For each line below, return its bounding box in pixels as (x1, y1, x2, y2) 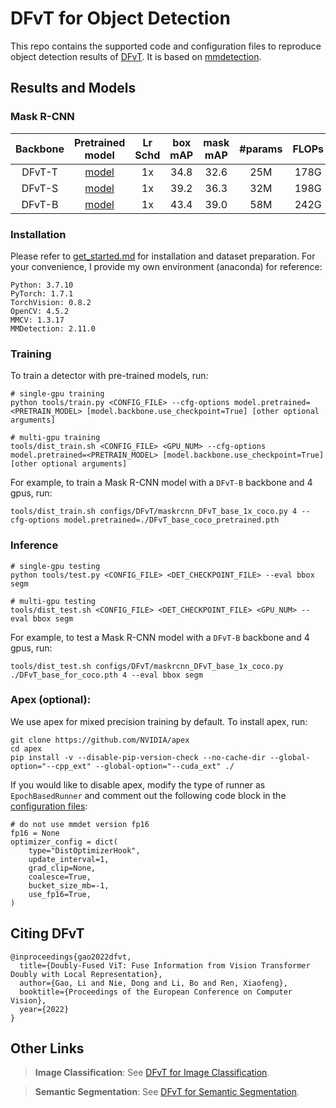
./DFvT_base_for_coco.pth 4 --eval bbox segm (10, 670, 203, 680)
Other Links (10, 1040, 85, 1057)
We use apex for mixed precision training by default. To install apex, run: (10, 715, 308, 727)
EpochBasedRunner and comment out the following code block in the (10, 789, 287, 801)
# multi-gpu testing (10, 596, 97, 606)
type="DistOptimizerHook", (28, 845, 141, 856)
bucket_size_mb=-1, (28, 880, 110, 891)
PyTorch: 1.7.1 (10, 288, 74, 299)
